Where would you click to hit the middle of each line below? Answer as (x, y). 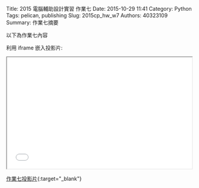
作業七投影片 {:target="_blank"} (44, 178)
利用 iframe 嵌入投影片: (35, 48)
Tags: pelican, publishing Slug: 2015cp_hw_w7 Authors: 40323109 (87, 15)
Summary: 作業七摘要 (32, 22)
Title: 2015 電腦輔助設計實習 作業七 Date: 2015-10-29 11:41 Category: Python (99, 9)
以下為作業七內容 (27, 35)
